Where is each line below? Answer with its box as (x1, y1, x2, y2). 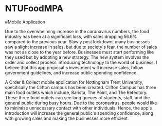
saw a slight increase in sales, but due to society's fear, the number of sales (5, 44, 157, 50)
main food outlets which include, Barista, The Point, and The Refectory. (5, 90, 147, 95)
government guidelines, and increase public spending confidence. (5, 70, 138, 75)
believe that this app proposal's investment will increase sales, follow (5, 64, 144, 71)
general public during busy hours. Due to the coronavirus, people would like (5, 100, 157, 106)
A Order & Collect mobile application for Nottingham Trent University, (5, 79, 144, 85)
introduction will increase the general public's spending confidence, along (5, 110, 154, 116)
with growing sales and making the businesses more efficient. (5, 115, 129, 121)
